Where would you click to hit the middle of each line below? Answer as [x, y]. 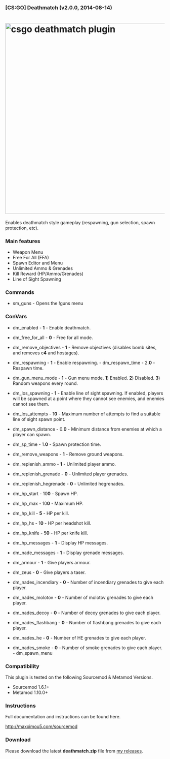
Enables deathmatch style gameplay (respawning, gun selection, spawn [80, 222]
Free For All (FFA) [31, 258]
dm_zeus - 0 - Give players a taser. [49, 572]
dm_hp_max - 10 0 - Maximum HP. [48, 503]
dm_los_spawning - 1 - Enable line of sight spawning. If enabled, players [88, 393]
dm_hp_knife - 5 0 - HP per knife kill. [50, 533]
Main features [23, 241]
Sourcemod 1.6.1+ [31, 687]
